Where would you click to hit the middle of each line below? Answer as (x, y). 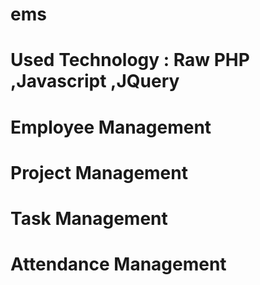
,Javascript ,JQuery (95, 81)
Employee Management (111, 127)
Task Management (89, 218)
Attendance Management (118, 264)
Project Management (99, 172)
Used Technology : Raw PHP (130, 60)
